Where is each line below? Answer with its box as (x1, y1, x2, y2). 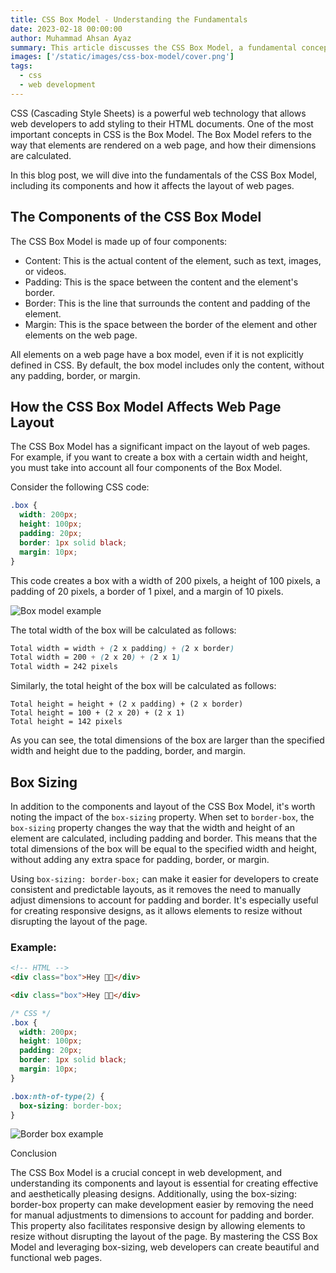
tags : (10, 61, 33, 71)
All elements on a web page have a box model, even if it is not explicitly (10, 348, 304, 360)
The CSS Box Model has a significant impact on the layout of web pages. (10, 441, 311, 453)
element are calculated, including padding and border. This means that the (10, 832, 318, 844)
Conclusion (10, 1147, 58, 1160)
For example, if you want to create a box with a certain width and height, (10, 451, 308, 463)
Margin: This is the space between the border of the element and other (24, 318, 318, 330)
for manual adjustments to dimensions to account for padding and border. (10, 1209, 315, 1221)
